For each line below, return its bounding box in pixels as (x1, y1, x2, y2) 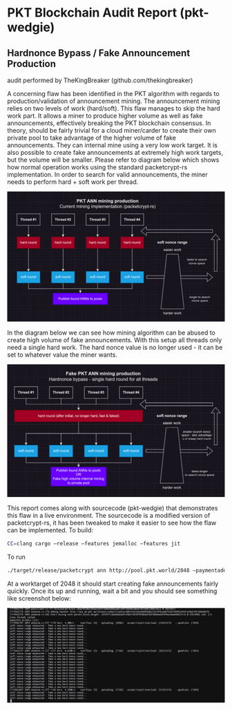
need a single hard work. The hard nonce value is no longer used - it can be (7, 344, 223, 352)
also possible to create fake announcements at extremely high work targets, (7, 149, 223, 156)
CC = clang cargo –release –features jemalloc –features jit (7, 540, 181, 547)
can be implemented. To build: (7, 525, 94, 534)
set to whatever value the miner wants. (7, 351, 117, 359)
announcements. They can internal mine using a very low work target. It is (7, 141, 217, 149)
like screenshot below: (7, 594, 71, 602)
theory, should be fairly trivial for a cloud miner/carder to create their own (7, 127, 216, 134)
